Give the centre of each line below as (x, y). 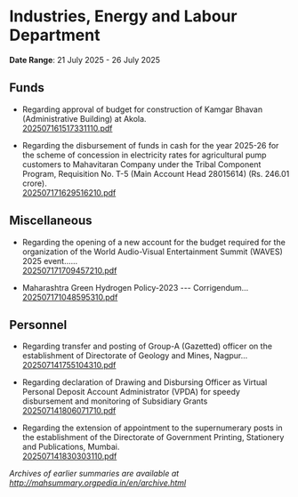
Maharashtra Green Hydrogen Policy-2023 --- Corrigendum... (135, 287)
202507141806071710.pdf (69, 411)
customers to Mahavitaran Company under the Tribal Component (141, 164)
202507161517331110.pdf (67, 128)
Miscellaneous (51, 221)
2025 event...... (50, 261)
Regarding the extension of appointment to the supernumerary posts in (152, 428)
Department (55, 35)
